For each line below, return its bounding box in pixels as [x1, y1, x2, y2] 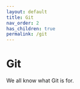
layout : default [6, 8, 47, 15]
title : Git [6, 14, 34, 20]
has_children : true [6, 25, 56, 32]
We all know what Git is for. [6, 77, 75, 84]
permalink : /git [6, 31, 47, 37]
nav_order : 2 [6, 20, 39, 26]
